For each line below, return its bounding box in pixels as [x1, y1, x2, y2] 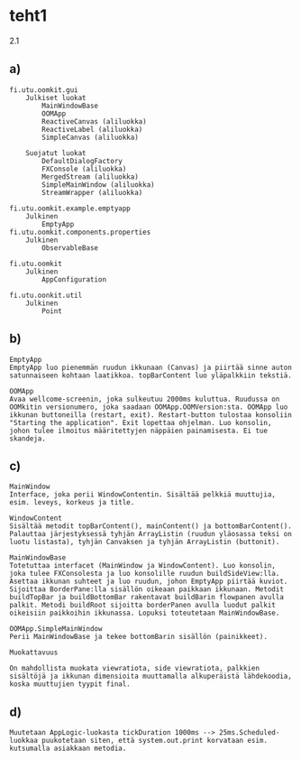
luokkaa [9, 737, 39, 746]
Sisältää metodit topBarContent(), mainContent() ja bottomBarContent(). [9, 522, 293, 531]
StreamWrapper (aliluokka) [41, 188, 143, 197]
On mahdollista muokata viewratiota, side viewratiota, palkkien [9, 664, 260, 673]
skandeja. [9, 434, 47, 443]
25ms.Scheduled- [219, 728, 280, 737]
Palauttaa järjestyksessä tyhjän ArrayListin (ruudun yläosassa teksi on [9, 530, 293, 539]
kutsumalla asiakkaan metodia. [9, 744, 127, 754]
